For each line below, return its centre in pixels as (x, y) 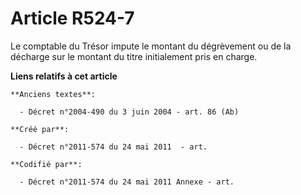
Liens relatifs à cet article (64, 76)
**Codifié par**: (46, 164)
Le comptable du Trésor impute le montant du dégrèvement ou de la (151, 46)
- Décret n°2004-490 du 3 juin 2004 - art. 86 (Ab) (129, 112)
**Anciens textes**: (53, 94)
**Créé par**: (40, 129)
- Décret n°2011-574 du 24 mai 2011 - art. (113, 147)
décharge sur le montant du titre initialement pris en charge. (134, 56)
